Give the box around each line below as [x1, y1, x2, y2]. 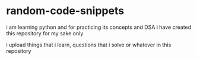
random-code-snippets [6, 4, 125, 18]
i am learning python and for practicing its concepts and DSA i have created [6, 24, 192, 31]
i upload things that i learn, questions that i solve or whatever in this [6, 41, 171, 48]
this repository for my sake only [6, 29, 84, 36]
